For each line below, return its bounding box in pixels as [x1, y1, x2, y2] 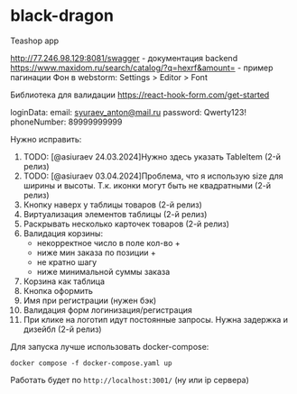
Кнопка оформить [23, 285, 94, 296]
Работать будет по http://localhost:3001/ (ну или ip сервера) [10, 374, 249, 385]
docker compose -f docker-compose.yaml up [10, 358, 172, 368]
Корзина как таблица [23, 276, 106, 287]
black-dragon [10, 5, 114, 26]
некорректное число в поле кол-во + [36, 237, 181, 248]
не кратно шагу [36, 256, 97, 267]
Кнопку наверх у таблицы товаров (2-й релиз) [23, 199, 202, 210]
